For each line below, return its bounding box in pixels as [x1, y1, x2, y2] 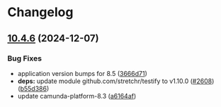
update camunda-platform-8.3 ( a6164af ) [17, 92, 137, 100]
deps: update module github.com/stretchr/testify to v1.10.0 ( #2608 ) [17, 77, 215, 85]
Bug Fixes [7, 53, 42, 63]
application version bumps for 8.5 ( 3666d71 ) [17, 69, 147, 77]
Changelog [7, 4, 74, 20]
